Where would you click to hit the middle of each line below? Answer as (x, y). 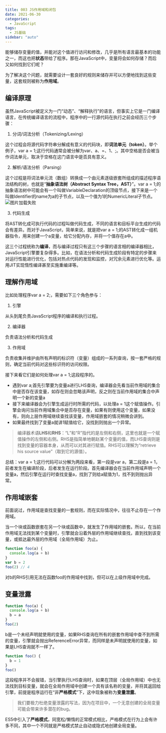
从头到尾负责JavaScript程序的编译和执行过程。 (53, 316)
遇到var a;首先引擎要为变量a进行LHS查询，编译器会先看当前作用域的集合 (86, 385)
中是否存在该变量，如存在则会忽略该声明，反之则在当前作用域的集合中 (84, 391)
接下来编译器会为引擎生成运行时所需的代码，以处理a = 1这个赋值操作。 (84, 404)
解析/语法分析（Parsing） (38, 167)
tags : (11, 28)
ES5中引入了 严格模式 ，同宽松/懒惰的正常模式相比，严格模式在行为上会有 (79, 720)
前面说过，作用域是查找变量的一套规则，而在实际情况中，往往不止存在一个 (81, 510)
